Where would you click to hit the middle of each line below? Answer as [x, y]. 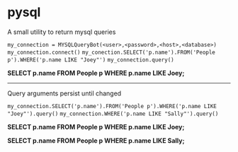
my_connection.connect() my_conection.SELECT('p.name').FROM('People [112, 52]
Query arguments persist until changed [64, 93]
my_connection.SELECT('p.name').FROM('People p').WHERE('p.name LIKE [112, 106]
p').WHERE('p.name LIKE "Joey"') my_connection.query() [91, 60]
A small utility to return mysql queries [62, 32]
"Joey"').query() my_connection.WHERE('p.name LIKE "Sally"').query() [113, 114]
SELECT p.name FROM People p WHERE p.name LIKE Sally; [96, 140]
